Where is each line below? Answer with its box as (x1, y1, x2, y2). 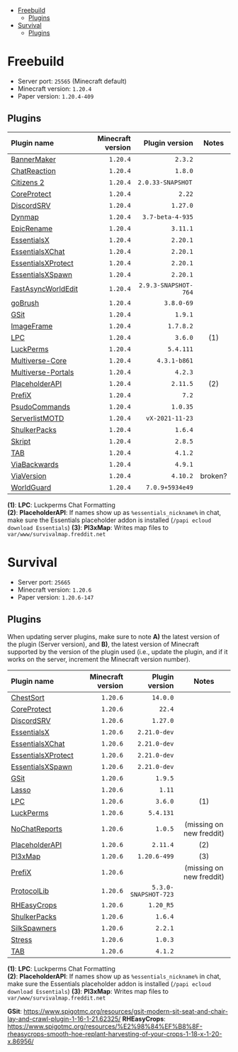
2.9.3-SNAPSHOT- (138, 281, 193, 289)
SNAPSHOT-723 (130, 890, 174, 898)
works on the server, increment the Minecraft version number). (7, 655, 191, 663)
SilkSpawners (11, 923, 57, 933)
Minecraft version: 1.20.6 (17, 585, 92, 594)
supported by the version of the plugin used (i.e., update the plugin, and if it (7, 647, 228, 655)
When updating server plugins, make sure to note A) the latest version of (7, 632, 220, 641)
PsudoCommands (11, 402, 71, 411)
